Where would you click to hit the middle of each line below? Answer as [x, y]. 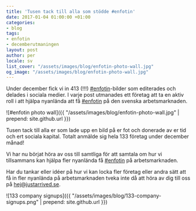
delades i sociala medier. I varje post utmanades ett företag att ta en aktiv [95, 95]
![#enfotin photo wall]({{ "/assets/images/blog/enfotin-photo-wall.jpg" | [93, 113]
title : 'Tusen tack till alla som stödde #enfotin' [71, 11]
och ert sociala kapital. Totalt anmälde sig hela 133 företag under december [98, 137]
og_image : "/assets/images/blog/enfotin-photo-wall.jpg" [77, 72]
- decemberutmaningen [33, 45]
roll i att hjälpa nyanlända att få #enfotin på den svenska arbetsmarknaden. [97, 101]
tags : [13, 34]
